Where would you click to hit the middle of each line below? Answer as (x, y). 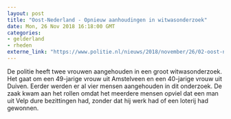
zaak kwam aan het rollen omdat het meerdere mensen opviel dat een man (113, 93)
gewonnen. (23, 108)
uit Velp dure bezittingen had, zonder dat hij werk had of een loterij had (108, 100)
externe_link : (27, 52)
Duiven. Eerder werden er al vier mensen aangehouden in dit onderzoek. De (114, 86)
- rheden (20, 45)
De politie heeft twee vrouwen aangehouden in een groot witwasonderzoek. (114, 71)
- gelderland (26, 39)
